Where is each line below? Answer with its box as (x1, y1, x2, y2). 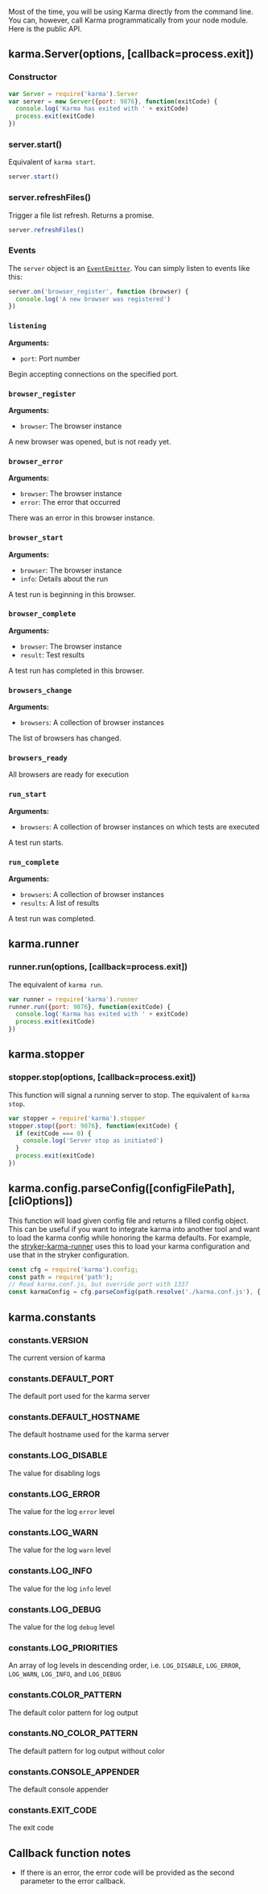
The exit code (8, 1823, 54, 1833)
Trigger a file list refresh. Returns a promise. (8, 210, 155, 220)
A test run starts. (8, 837, 64, 847)
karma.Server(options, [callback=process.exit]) (8, 48, 254, 61)
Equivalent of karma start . (8, 157, 96, 167)
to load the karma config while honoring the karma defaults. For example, (8, 1233, 252, 1242)
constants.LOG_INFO (8, 1565, 93, 1576)
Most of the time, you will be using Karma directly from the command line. (8, 7, 254, 16)
